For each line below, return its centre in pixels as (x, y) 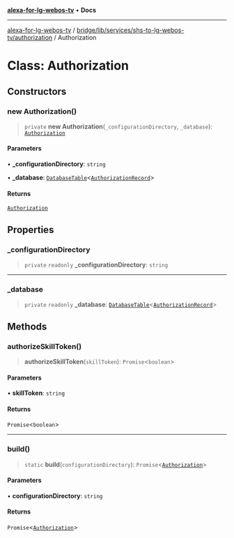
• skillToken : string (36, 393)
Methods (27, 326)
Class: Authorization (68, 66)
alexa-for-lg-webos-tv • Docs (52, 10)
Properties (31, 230)
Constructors (37, 91)
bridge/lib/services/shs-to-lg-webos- (130, 30)
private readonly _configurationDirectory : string (96, 264)
